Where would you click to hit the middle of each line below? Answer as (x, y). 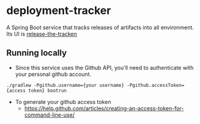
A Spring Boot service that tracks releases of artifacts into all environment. (100, 27)
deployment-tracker (59, 11)
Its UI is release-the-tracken (42, 33)
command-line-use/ (50, 115)
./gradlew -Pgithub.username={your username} (65, 85)
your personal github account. (53, 74)
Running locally (37, 53)
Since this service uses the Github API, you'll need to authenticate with (104, 67)
